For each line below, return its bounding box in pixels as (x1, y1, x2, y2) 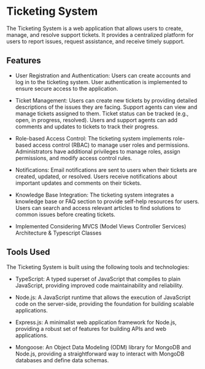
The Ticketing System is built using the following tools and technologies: (6, 263, 190, 271)
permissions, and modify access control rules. (15, 154, 133, 161)
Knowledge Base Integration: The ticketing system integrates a (15, 191, 174, 198)
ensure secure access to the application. (15, 85, 118, 92)
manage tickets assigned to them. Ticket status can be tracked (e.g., (15, 109, 189, 117)
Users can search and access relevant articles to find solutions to (15, 204, 181, 211)
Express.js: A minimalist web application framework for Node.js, (15, 318, 177, 326)
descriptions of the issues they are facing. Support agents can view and (15, 103, 198, 111)
